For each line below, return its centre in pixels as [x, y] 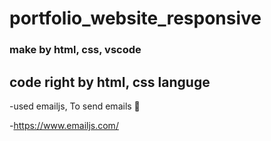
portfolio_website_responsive [135, 18]
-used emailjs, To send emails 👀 [75, 106]
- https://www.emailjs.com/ [64, 125]
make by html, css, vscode [75, 50]
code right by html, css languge [110, 82]
